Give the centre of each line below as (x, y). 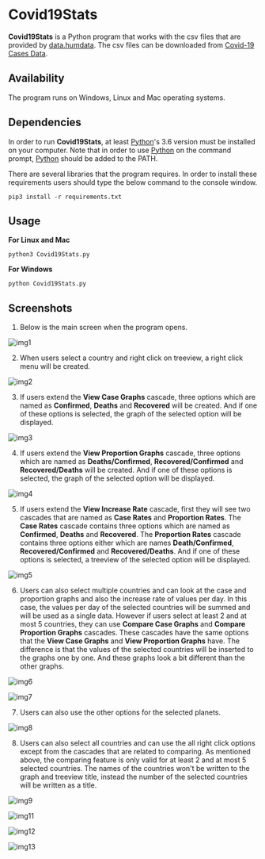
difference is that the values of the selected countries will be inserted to (137, 650)
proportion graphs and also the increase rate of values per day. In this (133, 599)
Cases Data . (28, 53)
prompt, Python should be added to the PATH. (83, 158)
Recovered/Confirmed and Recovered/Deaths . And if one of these (130, 551)
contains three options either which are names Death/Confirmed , (127, 543)
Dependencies (45, 123)
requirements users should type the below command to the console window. (133, 182)
